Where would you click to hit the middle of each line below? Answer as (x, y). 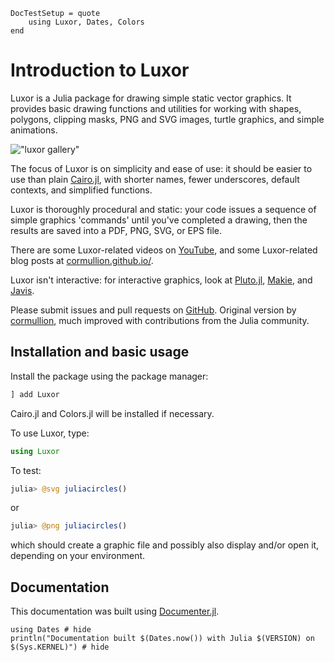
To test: (26, 470)
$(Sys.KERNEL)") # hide (60, 647)
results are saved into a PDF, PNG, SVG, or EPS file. (116, 230)
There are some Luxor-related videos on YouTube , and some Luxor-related (164, 250)
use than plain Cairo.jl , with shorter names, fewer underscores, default (155, 179)
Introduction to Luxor (100, 70)
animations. (34, 130)
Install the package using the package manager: (109, 376)
